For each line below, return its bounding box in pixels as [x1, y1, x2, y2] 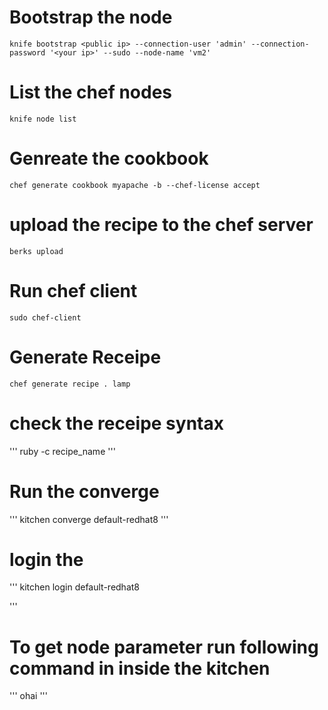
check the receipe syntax [9, 412, 224, 435]
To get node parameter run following [9, 636, 319, 658]
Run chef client [9, 279, 138, 302]
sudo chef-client [9, 312, 82, 323]
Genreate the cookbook [9, 147, 209, 170]
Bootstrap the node [9, 6, 173, 29]
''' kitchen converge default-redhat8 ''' [9, 513, 169, 525]
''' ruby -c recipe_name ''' [9, 445, 116, 457]
